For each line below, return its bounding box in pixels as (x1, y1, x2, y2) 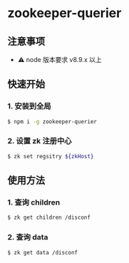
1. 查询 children (7, 197, 61, 207)
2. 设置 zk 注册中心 (7, 136, 72, 146)
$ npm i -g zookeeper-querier (7, 118, 98, 125)
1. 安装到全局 (7, 101, 51, 111)
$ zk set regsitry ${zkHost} (7, 153, 94, 160)
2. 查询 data (7, 232, 48, 242)
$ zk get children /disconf (7, 214, 91, 222)
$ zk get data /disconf (7, 249, 78, 256)
